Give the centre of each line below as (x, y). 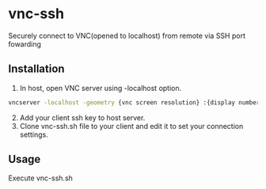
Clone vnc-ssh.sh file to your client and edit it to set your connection (131, 126)
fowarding (25, 43)
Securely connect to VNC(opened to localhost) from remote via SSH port (127, 36)
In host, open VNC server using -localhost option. (101, 88)
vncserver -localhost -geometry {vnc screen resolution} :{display (122, 102)
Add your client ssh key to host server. (82, 117)
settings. (34, 134)
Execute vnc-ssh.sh (41, 178)
